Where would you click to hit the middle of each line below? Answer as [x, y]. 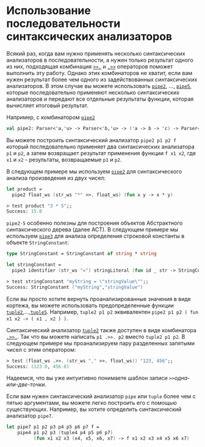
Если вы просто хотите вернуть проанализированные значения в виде [99, 299]
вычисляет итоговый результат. [48, 105]
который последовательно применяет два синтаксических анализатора [101, 147]
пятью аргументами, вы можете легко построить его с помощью [92, 403]
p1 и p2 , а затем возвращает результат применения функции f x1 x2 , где [101, 153]
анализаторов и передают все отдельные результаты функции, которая [100, 99]
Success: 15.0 [24, 211]
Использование [49, 11]
